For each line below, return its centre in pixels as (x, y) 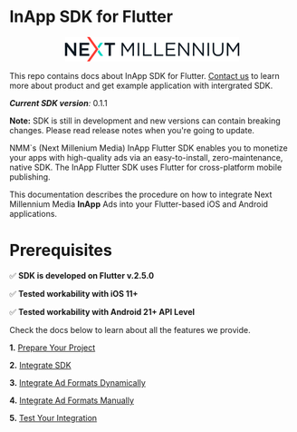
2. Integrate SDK (40, 365)
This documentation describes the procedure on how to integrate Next (141, 194)
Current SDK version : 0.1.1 (58, 103)
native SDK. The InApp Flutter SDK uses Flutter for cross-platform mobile (146, 167)
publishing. (30, 177)
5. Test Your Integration (53, 417)
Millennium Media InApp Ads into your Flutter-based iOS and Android (139, 204)
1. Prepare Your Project (53, 348)
